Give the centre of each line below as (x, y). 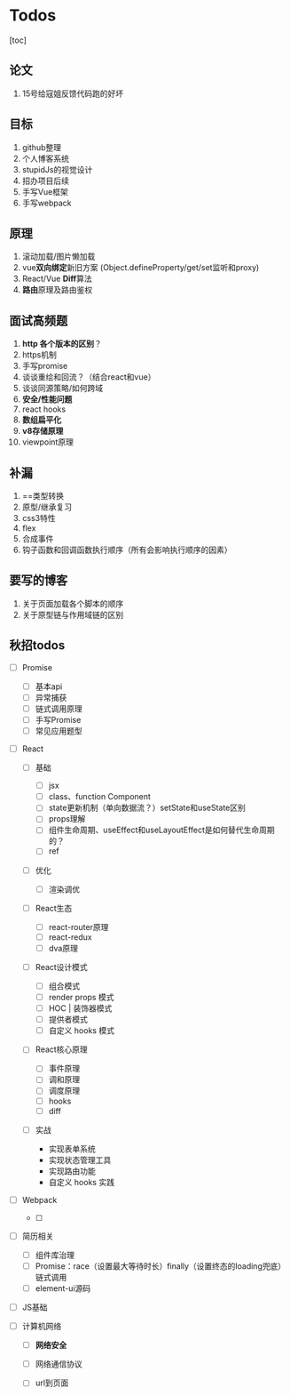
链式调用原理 (59, 709)
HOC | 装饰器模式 (80, 1008)
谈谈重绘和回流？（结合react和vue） (89, 377)
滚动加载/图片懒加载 (59, 257)
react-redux (71, 937)
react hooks (44, 409)
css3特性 (39, 518)
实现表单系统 (72, 1149)
